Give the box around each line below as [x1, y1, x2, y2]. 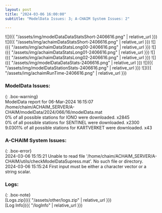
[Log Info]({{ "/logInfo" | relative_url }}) [5, 202, 83, 208]
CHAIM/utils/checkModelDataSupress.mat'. [5, 158, 93, 164]
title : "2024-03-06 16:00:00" [5, 12, 67, 17]
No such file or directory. [93, 158, 143, 164]
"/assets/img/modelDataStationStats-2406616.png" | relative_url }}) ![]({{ [5, 65, 152, 71]
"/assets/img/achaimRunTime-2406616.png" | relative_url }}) [5, 70, 127, 76]
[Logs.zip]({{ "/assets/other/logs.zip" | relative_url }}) [5, 197, 112, 203]
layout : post [5, 7, 32, 12]
